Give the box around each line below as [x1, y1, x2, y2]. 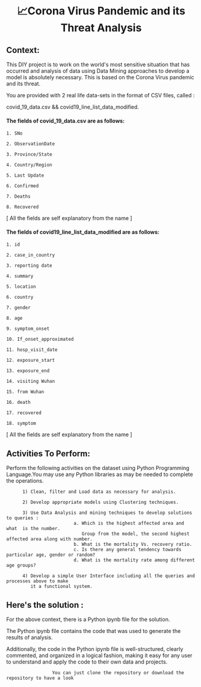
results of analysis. [6, 634, 53, 641]
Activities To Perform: [6, 448, 90, 459]
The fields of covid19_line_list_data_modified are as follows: [6, 228, 160, 236]
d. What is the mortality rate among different [73, 557, 196, 563]
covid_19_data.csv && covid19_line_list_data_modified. [6, 103, 140, 111]
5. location [6, 284, 36, 290]
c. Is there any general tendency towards [73, 547, 182, 553]
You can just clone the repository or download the [52, 670, 185, 676]
